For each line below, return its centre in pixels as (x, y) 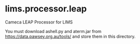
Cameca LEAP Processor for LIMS (39, 22)
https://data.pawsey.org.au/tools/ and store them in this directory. (70, 36)
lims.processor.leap (46, 9)
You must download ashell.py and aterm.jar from (53, 31)
